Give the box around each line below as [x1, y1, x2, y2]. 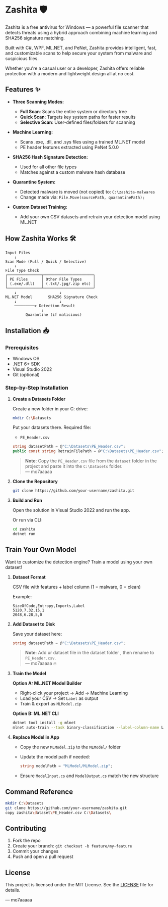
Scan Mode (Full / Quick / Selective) [5, 259, 87, 264]
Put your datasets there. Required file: [12, 424, 92, 431]
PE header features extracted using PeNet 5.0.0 [20, 144, 119, 150]
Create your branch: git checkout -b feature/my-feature [12, 843, 132, 849]
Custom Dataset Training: [12, 204, 68, 210]
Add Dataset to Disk [12, 621, 55, 627]
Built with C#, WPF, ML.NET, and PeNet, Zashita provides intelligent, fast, [5, 44, 157, 51]
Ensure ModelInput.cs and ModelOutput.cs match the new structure [20, 773, 159, 779]
